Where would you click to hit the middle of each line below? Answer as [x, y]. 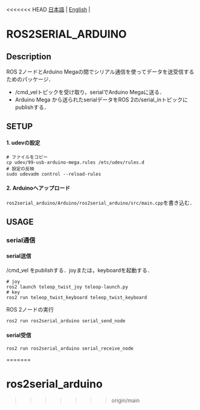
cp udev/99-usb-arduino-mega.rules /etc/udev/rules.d [76, 162]
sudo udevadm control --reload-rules [54, 174]
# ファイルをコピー [27, 157]
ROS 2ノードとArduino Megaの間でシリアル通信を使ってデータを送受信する [100, 72]
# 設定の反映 [20, 168]
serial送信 [19, 255]
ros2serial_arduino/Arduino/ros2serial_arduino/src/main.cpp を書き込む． [101, 202]
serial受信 [19, 335]
